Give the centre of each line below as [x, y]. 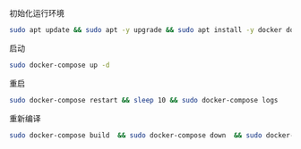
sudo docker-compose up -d [60, 65]
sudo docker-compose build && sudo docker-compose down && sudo [136, 135]
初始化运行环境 [37, 13]
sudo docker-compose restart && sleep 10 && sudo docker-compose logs [144, 100]
